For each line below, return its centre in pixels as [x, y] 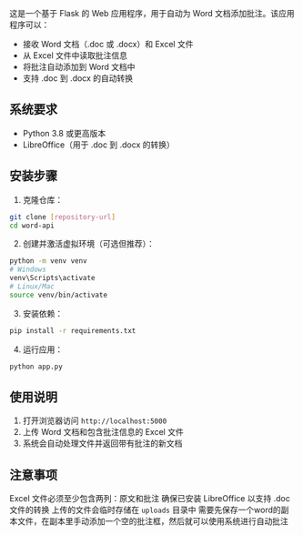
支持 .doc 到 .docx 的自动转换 [78, 78]
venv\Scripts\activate [52, 278]
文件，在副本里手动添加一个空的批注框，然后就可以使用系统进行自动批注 [152, 521]
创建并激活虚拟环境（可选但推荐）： [88, 244]
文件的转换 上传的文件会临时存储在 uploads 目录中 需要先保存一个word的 [146, 510]
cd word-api [32, 226]
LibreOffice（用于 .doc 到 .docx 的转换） [99, 145]
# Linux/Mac [32, 287]
